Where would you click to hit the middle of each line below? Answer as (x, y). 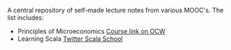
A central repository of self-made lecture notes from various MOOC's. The (115, 10)
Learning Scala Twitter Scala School (70, 39)
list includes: (26, 18)
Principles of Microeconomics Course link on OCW (91, 31)
